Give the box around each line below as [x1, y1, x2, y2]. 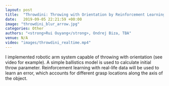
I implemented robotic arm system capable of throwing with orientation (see [5, 54, 162, 60]
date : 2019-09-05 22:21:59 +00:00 [5, 17, 82, 22]
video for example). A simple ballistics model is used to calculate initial [5, 59, 151, 65]
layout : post [5, 7, 33, 13]
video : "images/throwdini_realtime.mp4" [5, 40, 92, 45]
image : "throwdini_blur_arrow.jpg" [5, 21, 80, 27]
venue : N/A [5, 36, 28, 41]
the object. [5, 75, 28, 81]
